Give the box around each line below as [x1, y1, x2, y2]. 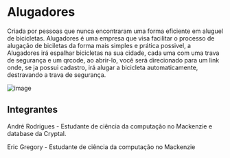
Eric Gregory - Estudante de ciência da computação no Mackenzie [7, 142, 196, 151]
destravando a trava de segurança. [7, 70, 106, 79]
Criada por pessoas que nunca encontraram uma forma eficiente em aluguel [7, 27, 223, 35]
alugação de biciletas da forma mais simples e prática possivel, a [7, 41, 191, 49]
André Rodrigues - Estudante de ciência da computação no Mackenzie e [7, 122, 213, 131]
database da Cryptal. [7, 129, 67, 137]
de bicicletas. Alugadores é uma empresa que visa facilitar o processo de [7, 34, 215, 42]
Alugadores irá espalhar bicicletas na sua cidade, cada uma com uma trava [7, 49, 220, 57]
